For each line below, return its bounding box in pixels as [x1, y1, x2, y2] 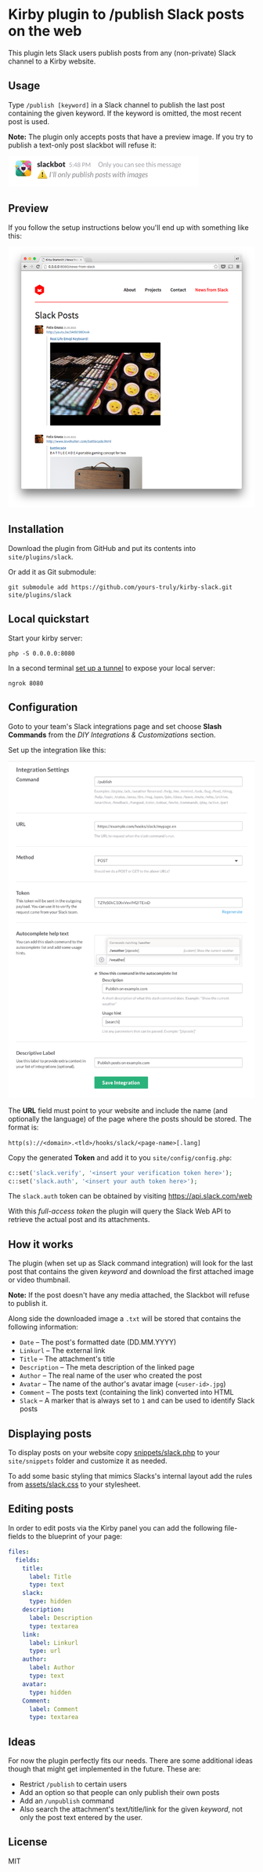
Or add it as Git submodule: [8, 567, 96, 576]
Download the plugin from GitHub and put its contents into [8, 543, 196, 553]
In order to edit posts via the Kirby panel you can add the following [8, 1523, 223, 1532]
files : [8, 1548, 30, 1556]
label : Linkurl [28, 1639, 79, 1647]
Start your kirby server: [8, 633, 83, 643]
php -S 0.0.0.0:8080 [8, 649, 76, 657]
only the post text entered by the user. [19, 1813, 143, 1823]
